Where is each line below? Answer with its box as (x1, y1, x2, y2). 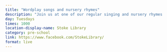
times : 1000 (5, 21, 30, 26)
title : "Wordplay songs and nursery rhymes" (5, 7, 100, 12)
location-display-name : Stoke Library (5, 26, 86, 31)
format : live (5, 40, 33, 45)
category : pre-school (5, 30, 51, 35)
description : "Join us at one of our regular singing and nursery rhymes (5, 12, 163, 17)
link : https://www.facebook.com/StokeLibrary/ (5, 35, 104, 40)
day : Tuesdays (5, 16, 35, 21)
